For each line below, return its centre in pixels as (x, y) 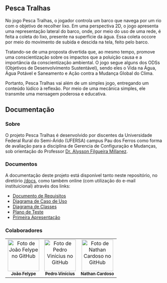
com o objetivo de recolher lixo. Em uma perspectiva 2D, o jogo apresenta (82, 26)
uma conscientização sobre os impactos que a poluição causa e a (74, 57)
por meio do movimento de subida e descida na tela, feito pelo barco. (77, 42)
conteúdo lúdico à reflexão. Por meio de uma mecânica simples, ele (75, 88)
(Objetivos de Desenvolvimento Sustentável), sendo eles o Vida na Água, (81, 68)
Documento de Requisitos (39, 196)
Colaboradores (24, 230)
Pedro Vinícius (60, 274)
